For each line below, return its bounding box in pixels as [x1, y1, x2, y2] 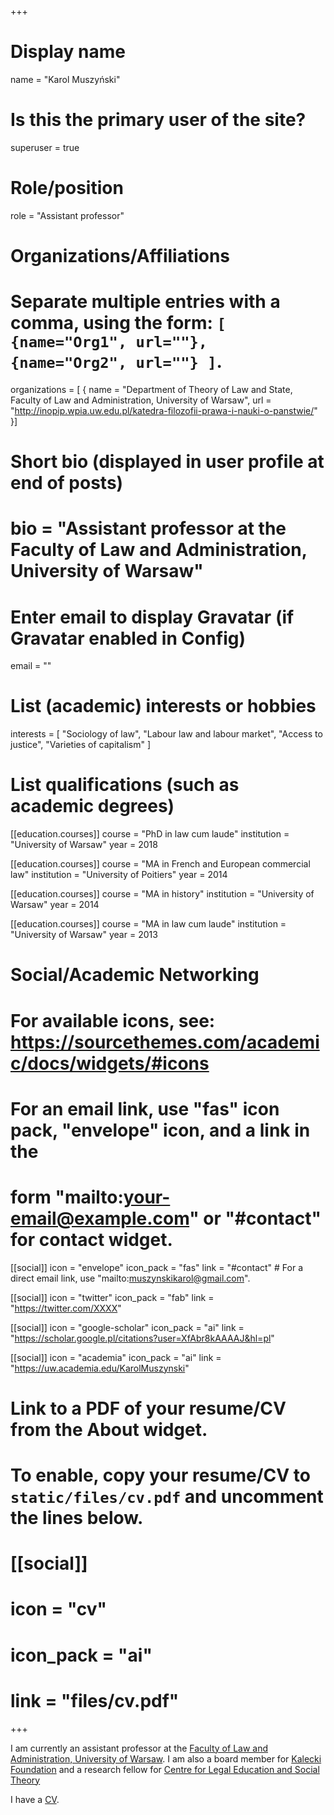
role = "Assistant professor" [10, 209, 125, 221]
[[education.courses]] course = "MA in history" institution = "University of [10, 888, 315, 900]
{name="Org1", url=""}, [10, 333, 208, 352]
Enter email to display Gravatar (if [10, 606, 295, 628]
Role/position [10, 177, 124, 200]
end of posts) [10, 472, 124, 495]
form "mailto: [10, 1186, 124, 1208]
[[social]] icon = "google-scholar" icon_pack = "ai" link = [10, 1321, 245, 1333]
